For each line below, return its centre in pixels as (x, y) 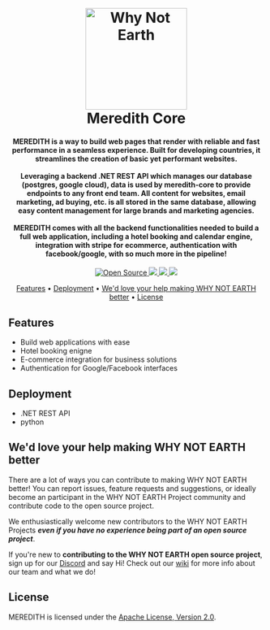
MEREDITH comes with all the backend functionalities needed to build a (136, 228)
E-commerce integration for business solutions (99, 359)
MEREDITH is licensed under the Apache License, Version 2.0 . (112, 617)
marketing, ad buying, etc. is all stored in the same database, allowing (136, 202)
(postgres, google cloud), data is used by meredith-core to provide (136, 185)
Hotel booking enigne (56, 351)
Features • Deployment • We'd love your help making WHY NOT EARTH (136, 289)
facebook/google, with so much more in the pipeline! (136, 254)
